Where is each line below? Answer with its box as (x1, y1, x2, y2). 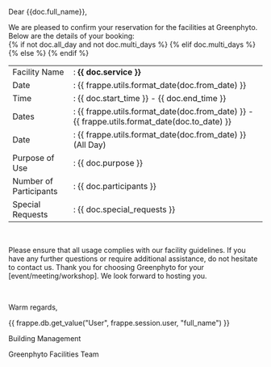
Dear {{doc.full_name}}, (8, 7, 87, 16)
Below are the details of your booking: (8, 32, 135, 40)
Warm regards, (8, 302, 58, 312)
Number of (12, 175, 54, 187)
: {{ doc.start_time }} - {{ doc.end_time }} (73, 93, 227, 103)
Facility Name (12, 66, 65, 78)
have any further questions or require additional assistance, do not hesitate (8, 254, 258, 264)
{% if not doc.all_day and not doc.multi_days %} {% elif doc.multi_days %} (8, 40, 256, 49)
